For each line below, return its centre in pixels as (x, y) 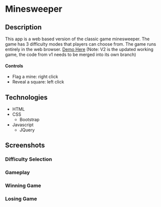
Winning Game (23, 186)
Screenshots (25, 145)
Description (23, 27)
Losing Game (21, 199)
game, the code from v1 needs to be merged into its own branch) (71, 54)
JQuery (27, 130)
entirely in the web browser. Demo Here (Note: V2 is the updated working (79, 49)
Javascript (23, 125)
